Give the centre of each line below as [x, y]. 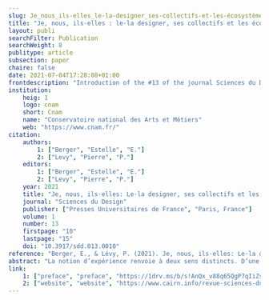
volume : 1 [39, 217]
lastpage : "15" [48, 239]
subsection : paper [39, 61]
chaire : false [32, 68]
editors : [37, 165]
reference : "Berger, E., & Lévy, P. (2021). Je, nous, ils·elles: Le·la [132, 254]
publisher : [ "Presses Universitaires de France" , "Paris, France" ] [137, 209]
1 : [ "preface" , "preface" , [68, 276]
